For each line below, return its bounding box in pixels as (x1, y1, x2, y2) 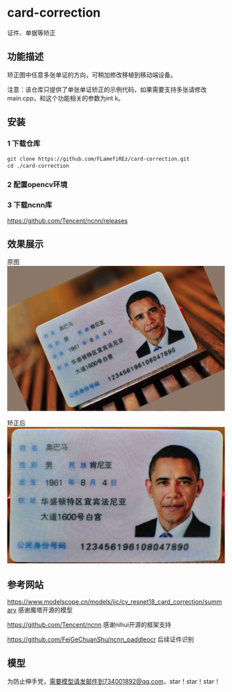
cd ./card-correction (7, 163, 70, 170)
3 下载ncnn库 (7, 200, 52, 210)
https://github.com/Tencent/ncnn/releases (7, 216, 128, 224)
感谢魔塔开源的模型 (18, 605, 73, 614)
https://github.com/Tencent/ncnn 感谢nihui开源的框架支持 (7, 620, 171, 628)
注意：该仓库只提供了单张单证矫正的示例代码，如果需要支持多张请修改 (7, 85, 207, 94)
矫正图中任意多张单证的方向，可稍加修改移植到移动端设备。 (7, 71, 177, 79)
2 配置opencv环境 (7, 180, 68, 190)
